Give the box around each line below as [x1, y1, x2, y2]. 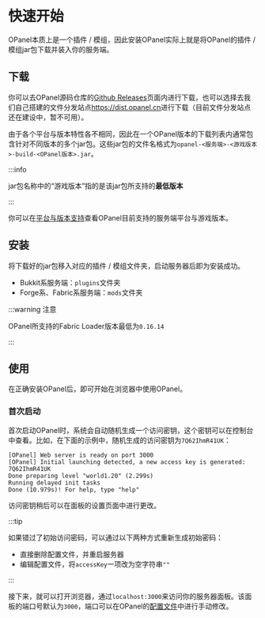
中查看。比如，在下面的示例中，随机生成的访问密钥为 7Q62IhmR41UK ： [8, 435, 231, 445]
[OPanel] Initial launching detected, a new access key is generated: [8, 458, 246, 466]
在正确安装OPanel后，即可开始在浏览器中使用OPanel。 [8, 384, 187, 394]
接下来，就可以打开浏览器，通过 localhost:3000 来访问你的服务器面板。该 [8, 591, 245, 601]
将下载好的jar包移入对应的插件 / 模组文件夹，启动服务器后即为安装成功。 [8, 261, 245, 270]
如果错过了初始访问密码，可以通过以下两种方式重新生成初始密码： [8, 533, 223, 542]
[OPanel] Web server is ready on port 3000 [8, 451, 154, 459]
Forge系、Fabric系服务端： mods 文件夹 [19, 288, 143, 297]
